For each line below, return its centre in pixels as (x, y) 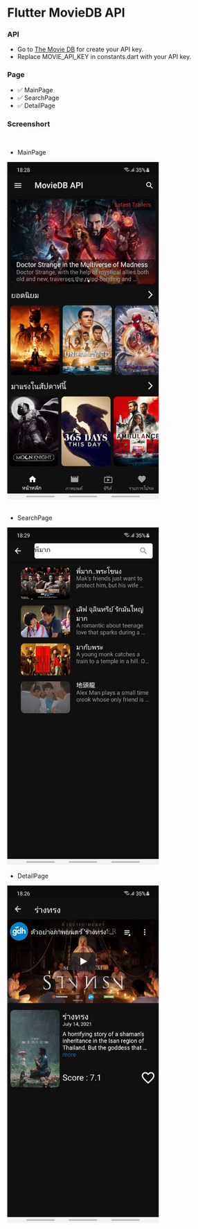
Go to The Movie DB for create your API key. (80, 49)
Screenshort (29, 124)
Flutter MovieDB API (66, 13)
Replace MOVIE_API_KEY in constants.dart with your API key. (104, 57)
